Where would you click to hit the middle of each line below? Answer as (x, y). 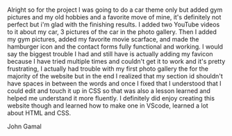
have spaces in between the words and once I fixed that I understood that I (114, 84)
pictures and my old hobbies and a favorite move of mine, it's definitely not (114, 17)
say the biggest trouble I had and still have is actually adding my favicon (110, 54)
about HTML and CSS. (39, 113)
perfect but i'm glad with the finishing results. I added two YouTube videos (114, 25)
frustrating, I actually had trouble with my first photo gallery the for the (108, 69)
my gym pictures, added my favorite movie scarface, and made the (103, 40)
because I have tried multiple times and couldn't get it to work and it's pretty (116, 62)
